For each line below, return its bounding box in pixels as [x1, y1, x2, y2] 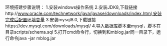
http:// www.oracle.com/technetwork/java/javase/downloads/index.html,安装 [5, 10, 162, 16]
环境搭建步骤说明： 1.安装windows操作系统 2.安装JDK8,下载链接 [5, 4, 137, 10]
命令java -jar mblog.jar [9, 35, 56, 41]
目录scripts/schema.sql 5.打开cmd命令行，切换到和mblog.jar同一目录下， [5, 29, 156, 35]
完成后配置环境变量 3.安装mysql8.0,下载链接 [5, 17, 96, 22]
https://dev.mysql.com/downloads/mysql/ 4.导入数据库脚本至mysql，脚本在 [5, 23, 161, 29]
